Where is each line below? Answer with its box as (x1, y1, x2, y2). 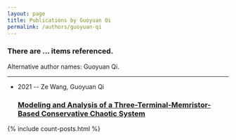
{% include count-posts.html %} (7, 124, 100, 133)
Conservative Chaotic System (41, 108, 146, 118)
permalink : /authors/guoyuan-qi (7, 23, 102, 30)
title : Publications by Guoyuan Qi (7, 17, 112, 24)
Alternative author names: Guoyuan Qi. (7, 62, 119, 71)
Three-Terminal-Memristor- (114, 99, 211, 109)
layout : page (7, 10, 46, 17)
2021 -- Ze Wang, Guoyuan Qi (17, 82, 104, 91)
